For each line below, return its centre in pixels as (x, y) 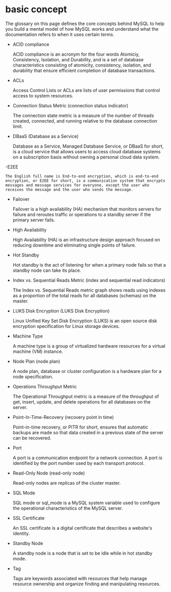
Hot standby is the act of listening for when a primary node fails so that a (89, 265)
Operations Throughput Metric (45, 386)
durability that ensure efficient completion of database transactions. (84, 70)
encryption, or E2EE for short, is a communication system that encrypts (86, 181)
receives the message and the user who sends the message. (69, 190)
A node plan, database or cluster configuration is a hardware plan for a (87, 371)
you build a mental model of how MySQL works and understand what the (82, 29)
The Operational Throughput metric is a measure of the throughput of (86, 396)
